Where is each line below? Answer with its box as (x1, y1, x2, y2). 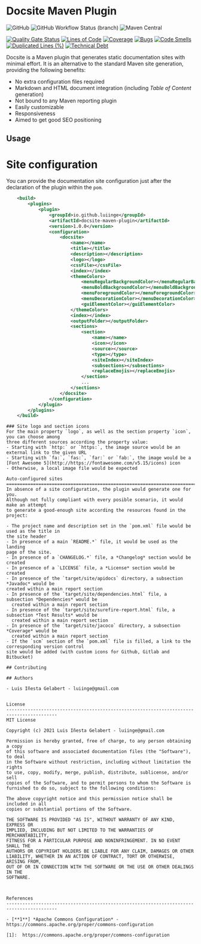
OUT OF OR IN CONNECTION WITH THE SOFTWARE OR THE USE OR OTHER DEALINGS (6, 864, 194, 870)
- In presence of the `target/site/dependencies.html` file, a (6, 592, 167, 598)
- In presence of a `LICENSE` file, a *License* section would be (6, 565, 175, 571)
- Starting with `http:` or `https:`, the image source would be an (6, 445, 181, 451)
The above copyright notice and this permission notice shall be (6, 796, 172, 802)
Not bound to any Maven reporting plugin (14, 97, 117, 104)
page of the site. (6, 550, 52, 556)
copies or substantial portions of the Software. (6, 806, 133, 813)
